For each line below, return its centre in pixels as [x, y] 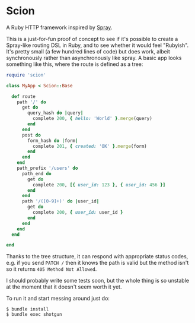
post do [31, 135]
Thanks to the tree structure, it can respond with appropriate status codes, [97, 256]
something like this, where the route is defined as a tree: [75, 64]
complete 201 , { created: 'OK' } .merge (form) [89, 146]
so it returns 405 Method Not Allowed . [52, 269]
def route [23, 96]
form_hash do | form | [53, 141]
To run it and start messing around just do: [58, 299]
